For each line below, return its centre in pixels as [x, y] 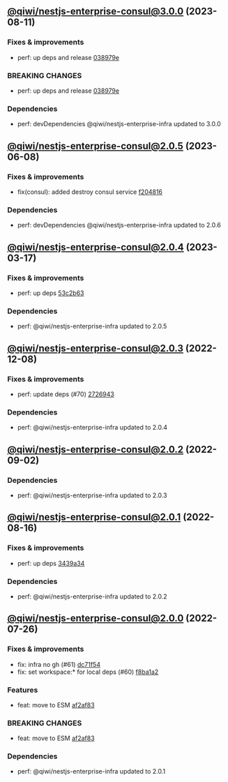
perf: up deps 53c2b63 [51, 293]
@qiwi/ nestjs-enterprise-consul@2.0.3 [95, 348]
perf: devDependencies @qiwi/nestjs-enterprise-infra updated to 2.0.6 [119, 225]
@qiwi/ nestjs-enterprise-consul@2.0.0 [96, 618]
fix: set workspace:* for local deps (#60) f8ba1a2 [88, 672]
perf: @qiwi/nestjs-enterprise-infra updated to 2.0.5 [92, 326]
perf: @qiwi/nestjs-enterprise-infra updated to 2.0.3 [92, 495]
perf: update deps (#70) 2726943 [66, 394]
